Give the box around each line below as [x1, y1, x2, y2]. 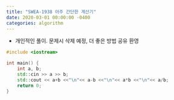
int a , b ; [17, 66, 42, 72]
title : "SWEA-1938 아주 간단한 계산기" [6, 8, 97, 15]
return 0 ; [17, 83, 42, 89]
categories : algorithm [6, 20, 63, 26]
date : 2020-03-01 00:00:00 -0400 [6, 14, 91, 20]
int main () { [6, 60, 39, 66]
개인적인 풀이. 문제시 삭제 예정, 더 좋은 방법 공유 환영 [14, 37, 139, 45]
